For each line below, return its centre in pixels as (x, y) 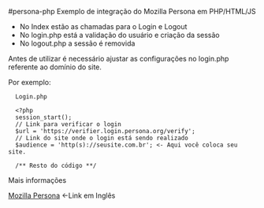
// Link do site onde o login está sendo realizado (102, 138)
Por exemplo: (30, 82)
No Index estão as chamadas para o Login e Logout (103, 26)
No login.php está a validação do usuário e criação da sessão (119, 35)
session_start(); (44, 117)
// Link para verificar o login (69, 124)
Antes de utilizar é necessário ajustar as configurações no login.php (119, 59)
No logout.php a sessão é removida (77, 43)
